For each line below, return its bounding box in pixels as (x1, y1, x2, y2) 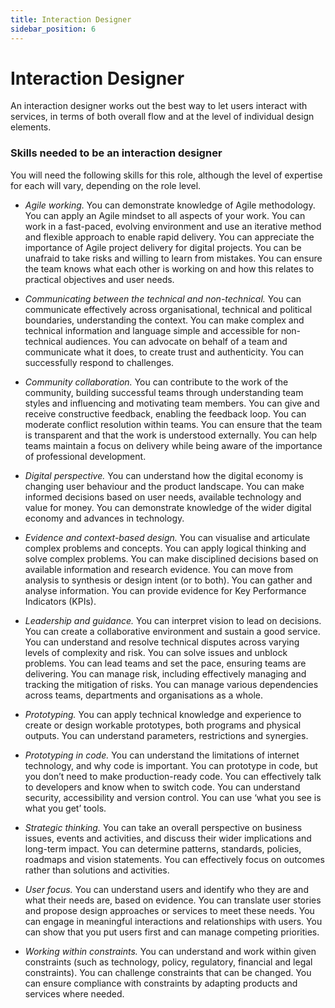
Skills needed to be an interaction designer (10, 146, 223, 160)
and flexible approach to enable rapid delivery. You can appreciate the (24, 231, 315, 243)
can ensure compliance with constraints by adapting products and (24, 977, 298, 989)
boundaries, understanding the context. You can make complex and (24, 314, 305, 326)
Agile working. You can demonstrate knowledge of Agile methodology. (24, 199, 316, 211)
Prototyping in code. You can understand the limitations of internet (24, 749, 300, 761)
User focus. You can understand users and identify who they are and (24, 883, 309, 895)
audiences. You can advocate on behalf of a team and (64, 335, 288, 347)
